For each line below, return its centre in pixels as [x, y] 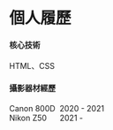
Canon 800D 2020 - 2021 [56, 108]
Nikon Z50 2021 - [46, 118]
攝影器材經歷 [32, 88]
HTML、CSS [32, 66]
